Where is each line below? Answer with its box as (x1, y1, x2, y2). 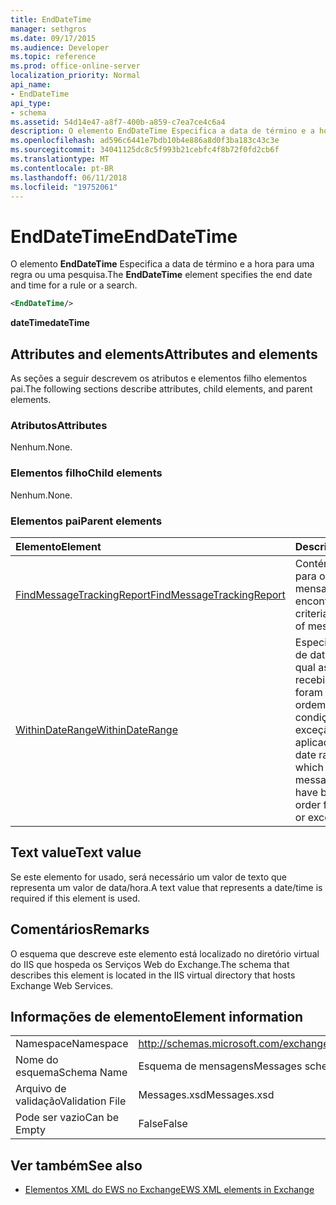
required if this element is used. (10, 892, 141, 904)
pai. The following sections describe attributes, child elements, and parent (10, 383, 313, 395)
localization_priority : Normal (10, 71, 141, 81)
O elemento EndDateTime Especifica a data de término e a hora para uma (10, 258, 315, 270)
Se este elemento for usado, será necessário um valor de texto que (10, 871, 287, 883)
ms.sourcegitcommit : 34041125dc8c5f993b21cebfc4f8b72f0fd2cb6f (10, 145, 280, 155)
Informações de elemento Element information (10, 1008, 304, 1025)
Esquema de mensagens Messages (138, 1059, 303, 1073)
